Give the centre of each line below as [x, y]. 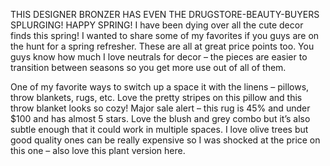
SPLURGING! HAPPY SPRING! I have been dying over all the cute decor [157, 25]
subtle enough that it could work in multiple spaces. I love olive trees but [159, 129]
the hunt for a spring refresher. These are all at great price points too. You [162, 46]
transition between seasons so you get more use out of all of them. [148, 67]
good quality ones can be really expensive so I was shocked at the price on [165, 140]
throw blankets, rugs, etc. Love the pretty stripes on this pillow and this [156, 97]
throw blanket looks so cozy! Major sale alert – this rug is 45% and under [160, 108]
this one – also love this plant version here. [98, 150]
